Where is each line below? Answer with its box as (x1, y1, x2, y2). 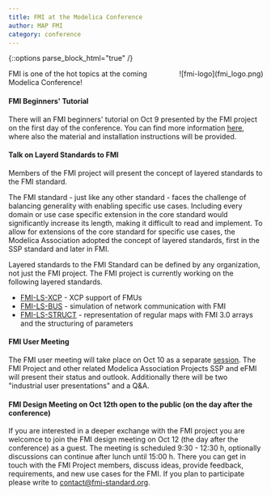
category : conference (8, 30, 82, 38)
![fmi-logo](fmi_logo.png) (179, 69, 264, 79)
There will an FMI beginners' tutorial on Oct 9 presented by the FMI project (8, 114, 257, 124)
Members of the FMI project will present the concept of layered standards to (8, 168, 263, 177)
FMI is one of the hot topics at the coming (8, 69, 148, 79)
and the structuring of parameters (19, 318, 133, 328)
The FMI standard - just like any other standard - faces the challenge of (8, 192, 247, 202)
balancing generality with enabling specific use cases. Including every (8, 201, 243, 211)
